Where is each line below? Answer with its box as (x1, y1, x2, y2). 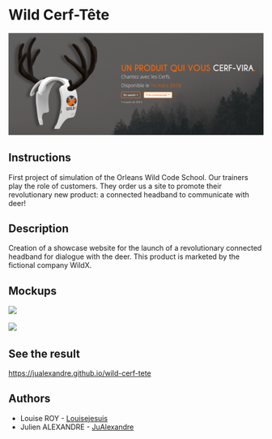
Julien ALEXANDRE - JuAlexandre (19, 422, 134, 432)
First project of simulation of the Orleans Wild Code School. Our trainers (8, 172, 249, 182)
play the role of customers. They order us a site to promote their (8, 181, 223, 191)
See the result (8, 346, 81, 360)
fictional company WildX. (8, 260, 92, 270)
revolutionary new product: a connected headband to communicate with (8, 189, 249, 200)
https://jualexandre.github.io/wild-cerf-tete (8, 368, 151, 378)
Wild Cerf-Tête (8, 6, 110, 24)
